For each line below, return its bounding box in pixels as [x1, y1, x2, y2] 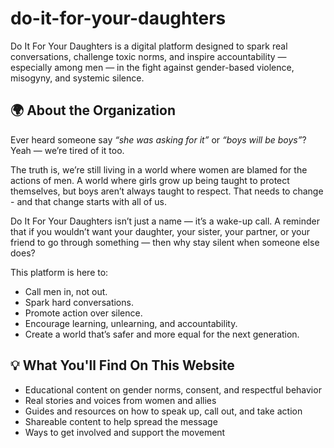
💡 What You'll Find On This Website [10, 357, 235, 374]
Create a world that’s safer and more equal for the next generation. [24, 328, 300, 340]
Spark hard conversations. [24, 296, 134, 308]
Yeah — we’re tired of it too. [10, 144, 125, 156]
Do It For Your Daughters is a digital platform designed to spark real [10, 40, 288, 52]
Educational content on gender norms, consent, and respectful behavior [24, 383, 322, 396]
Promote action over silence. [24, 307, 143, 319]
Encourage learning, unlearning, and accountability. [24, 317, 238, 329]
